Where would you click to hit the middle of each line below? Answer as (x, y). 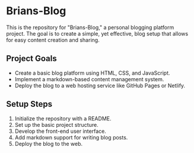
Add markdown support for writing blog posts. (71, 137)
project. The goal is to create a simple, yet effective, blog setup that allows (97, 33)
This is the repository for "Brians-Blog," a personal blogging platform (90, 27)
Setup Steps (29, 104)
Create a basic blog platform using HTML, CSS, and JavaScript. (92, 73)
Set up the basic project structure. (57, 125)
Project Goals (32, 58)
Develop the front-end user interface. (61, 131)
